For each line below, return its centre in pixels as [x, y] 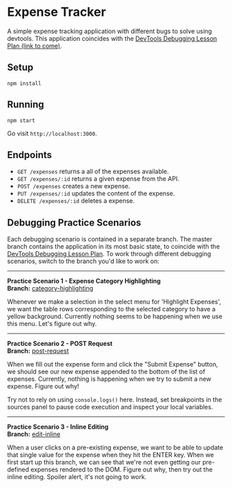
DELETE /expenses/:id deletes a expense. [76, 201]
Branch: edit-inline [34, 434]
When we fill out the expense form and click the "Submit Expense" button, [113, 364]
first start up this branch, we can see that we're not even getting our [104, 462]
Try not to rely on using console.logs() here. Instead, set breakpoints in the [115, 400]
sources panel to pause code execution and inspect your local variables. [110, 407]
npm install [24, 84]
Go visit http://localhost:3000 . [52, 133]
